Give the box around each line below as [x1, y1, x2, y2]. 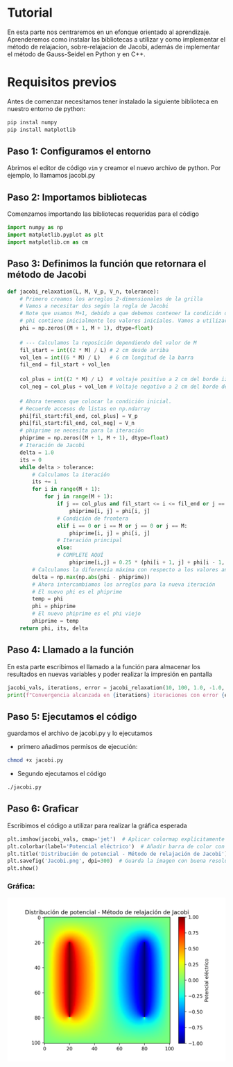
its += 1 [32, 478, 58, 485]
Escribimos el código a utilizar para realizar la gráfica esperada [7, 821, 187, 830]
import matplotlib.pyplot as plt [7, 231, 104, 239]
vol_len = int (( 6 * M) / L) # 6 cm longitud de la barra [19, 354, 194, 361]
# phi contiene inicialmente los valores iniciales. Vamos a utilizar [19, 317, 228, 324]
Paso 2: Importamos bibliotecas [7, 191, 148, 203]
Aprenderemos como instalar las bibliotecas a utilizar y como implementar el [7, 35, 226, 43]
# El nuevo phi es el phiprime [32, 588, 123, 595]
